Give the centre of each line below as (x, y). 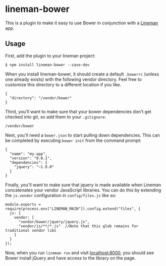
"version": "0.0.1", (31, 158)
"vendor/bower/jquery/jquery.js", (54, 222)
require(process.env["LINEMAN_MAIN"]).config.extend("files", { (73, 209)
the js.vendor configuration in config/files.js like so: (61, 195)
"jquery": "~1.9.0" (34, 167)
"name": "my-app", (29, 154)
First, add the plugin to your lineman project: (50, 56)
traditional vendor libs (31, 230)
